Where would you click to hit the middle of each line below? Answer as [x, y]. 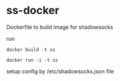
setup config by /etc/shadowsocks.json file [60, 71]
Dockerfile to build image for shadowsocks [60, 27]
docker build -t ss [31, 49]
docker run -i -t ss [32, 60]
